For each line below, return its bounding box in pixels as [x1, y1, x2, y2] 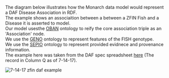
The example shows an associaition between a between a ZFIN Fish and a [5, 15, 159, 20]
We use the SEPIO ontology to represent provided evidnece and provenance [5, 41, 164, 47]
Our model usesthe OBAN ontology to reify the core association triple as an [5, 25, 162, 31]
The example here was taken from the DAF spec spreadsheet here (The [5, 52, 154, 58]
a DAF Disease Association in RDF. [5, 9, 77, 15]
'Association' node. [5, 31, 45, 36]
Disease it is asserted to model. [5, 20, 71, 26]
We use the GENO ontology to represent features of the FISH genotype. [5, 36, 154, 42]
